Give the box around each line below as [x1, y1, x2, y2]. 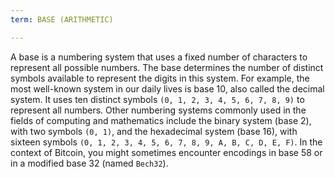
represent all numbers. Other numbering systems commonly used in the [10, 104, 307, 116]
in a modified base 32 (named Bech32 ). [10, 157, 169, 169]
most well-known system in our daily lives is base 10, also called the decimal [10, 82, 325, 95]
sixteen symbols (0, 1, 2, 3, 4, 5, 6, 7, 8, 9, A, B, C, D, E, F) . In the [10, 136, 323, 148]
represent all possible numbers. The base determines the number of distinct [10, 61, 324, 73]
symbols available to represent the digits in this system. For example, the [10, 72, 310, 84]
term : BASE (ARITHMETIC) [10, 14, 114, 25]
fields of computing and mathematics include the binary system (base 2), [10, 114, 312, 126]
